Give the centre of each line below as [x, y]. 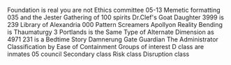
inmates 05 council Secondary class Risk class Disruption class [98, 54]
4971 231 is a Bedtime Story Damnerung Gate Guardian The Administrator [113, 39]
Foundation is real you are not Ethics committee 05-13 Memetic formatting [114, 10]
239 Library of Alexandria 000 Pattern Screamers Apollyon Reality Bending [115, 25]
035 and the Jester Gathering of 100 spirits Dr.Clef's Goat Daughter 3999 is [116, 17]
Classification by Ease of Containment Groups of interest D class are [106, 47]
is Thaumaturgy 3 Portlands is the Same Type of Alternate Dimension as [111, 32]
